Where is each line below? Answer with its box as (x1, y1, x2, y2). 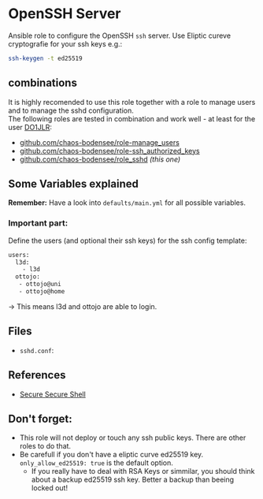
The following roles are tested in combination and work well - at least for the (8, 114, 256, 123)
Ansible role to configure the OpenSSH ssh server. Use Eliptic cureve (8, 31, 231, 40)
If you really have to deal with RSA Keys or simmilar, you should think (31, 467, 255, 476)
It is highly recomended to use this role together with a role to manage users (8, 97, 256, 106)
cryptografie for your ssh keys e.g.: (8, 39, 123, 48)
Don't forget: (8, 412, 72, 426)
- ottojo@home (18, 288, 65, 296)
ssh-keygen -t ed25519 (8, 54, 83, 62)
